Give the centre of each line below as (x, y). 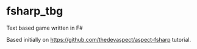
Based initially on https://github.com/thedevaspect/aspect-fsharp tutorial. (99, 39)
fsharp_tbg (35, 11)
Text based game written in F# (45, 28)
